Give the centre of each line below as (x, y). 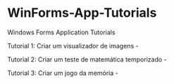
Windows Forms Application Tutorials (61, 32)
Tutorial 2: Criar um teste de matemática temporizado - (87, 59)
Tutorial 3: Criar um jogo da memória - (63, 73)
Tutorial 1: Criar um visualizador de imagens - (73, 45)
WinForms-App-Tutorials (82, 13)
